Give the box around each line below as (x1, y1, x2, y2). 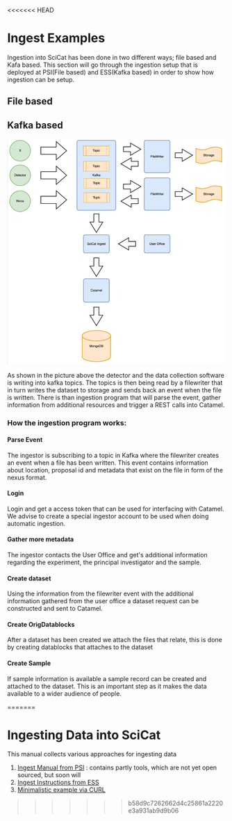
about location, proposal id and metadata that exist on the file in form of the (7, 465, 224, 474)
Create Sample (7, 659, 51, 667)
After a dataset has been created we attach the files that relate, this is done (7, 636, 222, 644)
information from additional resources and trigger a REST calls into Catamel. (7, 401, 225, 409)
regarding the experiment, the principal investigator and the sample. (7, 558, 201, 566)
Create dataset (7, 574, 51, 582)
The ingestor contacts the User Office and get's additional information (7, 550, 208, 559)
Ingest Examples (7, 31, 106, 46)
